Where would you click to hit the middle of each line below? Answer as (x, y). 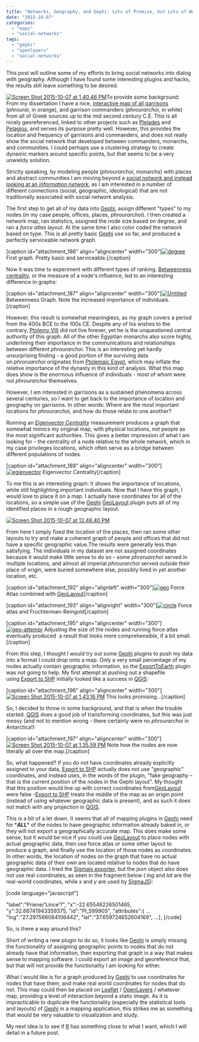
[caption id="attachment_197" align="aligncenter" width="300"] (84, 738)
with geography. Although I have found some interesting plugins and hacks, (98, 79)
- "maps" (22, 28)
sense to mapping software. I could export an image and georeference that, (98, 959)
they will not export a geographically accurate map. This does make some (96, 831)
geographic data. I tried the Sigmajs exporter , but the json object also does (97, 869)
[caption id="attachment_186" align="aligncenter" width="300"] (84, 251)
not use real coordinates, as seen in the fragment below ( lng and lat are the (99, 875)
